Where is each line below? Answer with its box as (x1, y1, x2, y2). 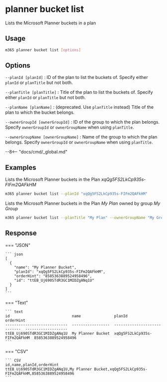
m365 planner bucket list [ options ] (5, 47, 81, 53)
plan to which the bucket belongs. (5, 109, 75, 115)
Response (5, 229, 37, 237)
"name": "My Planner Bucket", (14, 265, 77, 270)
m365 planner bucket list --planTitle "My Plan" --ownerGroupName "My (5, 215, 155, 221)
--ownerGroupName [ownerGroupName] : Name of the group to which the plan (5, 134, 158, 140)
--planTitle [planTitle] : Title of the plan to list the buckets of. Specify (5, 89, 153, 95)
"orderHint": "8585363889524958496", (14, 273, 92, 279)
